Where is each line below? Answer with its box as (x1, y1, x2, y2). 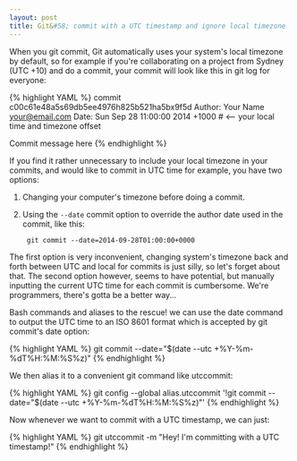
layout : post (9, 13, 58, 22)
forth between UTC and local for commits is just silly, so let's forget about (9, 260, 280, 271)
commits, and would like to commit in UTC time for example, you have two (9, 165, 283, 175)
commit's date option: (9, 326, 90, 337)
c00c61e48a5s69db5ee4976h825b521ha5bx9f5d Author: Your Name (9, 101, 265, 112)
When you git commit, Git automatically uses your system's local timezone (9, 46, 284, 56)
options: (9, 174, 40, 184)
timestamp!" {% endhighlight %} (9, 440, 129, 452)
